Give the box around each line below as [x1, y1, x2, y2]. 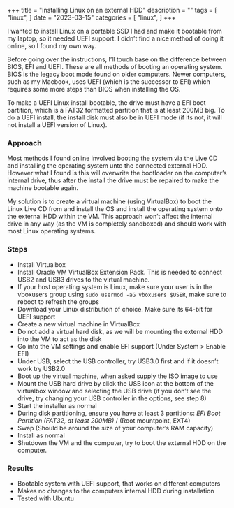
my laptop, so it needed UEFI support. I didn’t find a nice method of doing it [7, 34, 224, 43]
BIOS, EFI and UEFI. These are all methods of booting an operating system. [7, 63, 223, 71]
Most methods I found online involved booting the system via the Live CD [7, 154, 218, 163]
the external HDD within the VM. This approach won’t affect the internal [7, 212, 213, 221]
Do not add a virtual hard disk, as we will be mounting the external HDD [17, 327, 224, 335]
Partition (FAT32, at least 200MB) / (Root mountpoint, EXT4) [17, 416, 191, 425]
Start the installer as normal [17, 401, 97, 409]
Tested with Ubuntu [17, 494, 75, 502]
